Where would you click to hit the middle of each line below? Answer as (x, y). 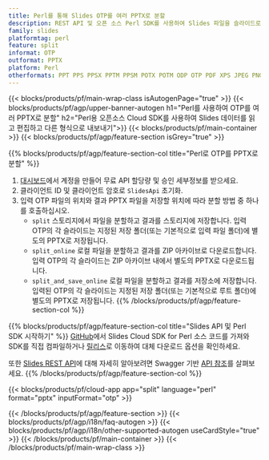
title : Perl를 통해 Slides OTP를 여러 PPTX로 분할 (87, 16)
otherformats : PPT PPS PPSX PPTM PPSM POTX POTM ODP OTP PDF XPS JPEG (128, 75)
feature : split (34, 46)
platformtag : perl (39, 38)
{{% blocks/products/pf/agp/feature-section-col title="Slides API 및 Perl (127, 326)
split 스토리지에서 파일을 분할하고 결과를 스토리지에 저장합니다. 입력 (139, 220)
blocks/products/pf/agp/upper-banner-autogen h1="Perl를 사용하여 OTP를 (130, 107)
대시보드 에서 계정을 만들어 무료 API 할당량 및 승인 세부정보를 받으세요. (129, 180)
